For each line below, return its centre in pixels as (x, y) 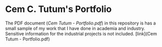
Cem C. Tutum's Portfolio (58, 9)
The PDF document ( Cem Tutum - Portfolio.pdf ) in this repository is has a (80, 23)
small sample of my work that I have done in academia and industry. (75, 28)
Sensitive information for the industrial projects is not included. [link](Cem (81, 33)
